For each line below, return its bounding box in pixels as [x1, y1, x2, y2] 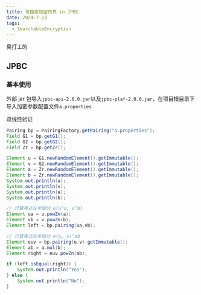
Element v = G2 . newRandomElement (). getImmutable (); [6, 161, 139, 167]
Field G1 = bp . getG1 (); [6, 133, 66, 139]
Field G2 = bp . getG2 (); [6, 138, 66, 145]
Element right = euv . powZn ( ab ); [6, 250, 88, 256]
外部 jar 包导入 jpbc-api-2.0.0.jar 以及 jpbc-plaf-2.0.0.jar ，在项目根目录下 [6, 95, 195, 102]
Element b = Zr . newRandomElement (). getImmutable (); [6, 172, 139, 178]
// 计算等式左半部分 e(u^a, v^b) [6, 206, 83, 212]
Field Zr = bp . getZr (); [6, 144, 66, 151]
